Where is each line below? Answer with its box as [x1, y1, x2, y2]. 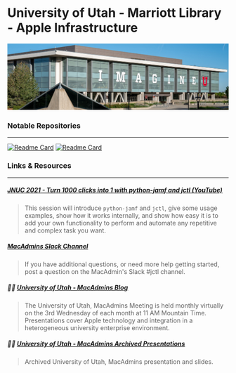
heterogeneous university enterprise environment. [24, 323, 170, 332]
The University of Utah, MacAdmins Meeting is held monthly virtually [24, 301, 224, 310]
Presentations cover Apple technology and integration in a [24, 316, 193, 325]
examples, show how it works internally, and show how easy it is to [24, 211, 219, 219]
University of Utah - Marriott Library [7, 5, 222, 21]
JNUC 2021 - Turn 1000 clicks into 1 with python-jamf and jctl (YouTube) [7, 186, 223, 195]
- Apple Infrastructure [7, 20, 138, 36]
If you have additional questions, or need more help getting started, [24, 260, 220, 268]
